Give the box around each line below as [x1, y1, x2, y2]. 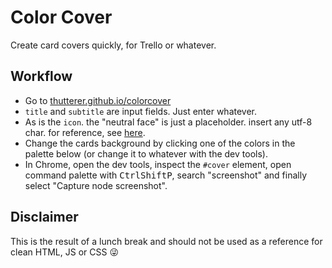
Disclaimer [10, 209, 79, 226]
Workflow [10, 68, 73, 85]
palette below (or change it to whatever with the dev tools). [24, 147, 268, 160]
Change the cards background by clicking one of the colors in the [24, 137, 296, 149]
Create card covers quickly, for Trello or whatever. [10, 39, 217, 51]
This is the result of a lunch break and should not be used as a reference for [10, 235, 323, 247]
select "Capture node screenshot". [24, 179, 168, 191]
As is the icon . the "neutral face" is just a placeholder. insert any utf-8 [24, 116, 313, 128]
